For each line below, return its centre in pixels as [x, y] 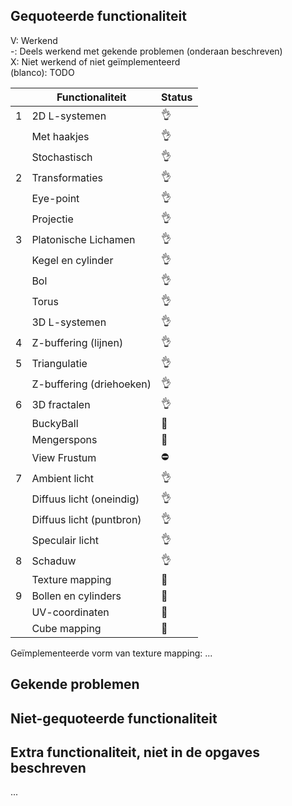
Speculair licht [65, 541]
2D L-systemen [69, 116]
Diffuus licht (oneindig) [85, 499]
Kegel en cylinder [72, 261]
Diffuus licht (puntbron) [86, 520]
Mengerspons [64, 439]
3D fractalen [61, 405]
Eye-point [55, 199]
